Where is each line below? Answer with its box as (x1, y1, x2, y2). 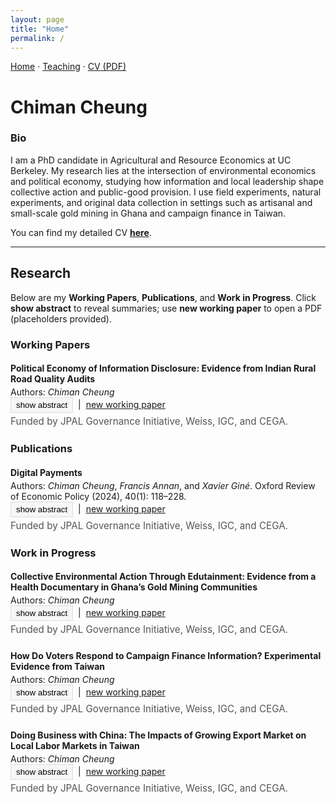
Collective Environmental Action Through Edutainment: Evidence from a (10, 571, 317, 583)
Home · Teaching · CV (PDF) (10, 61, 127, 73)
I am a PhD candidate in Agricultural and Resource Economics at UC (10, 154, 292, 166)
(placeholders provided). (10, 312, 112, 325)
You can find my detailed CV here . (10, 226, 152, 238)
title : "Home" (10, 24, 70, 34)
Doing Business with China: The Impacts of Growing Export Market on (10, 729, 307, 741)
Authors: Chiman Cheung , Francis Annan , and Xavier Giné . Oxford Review (10, 479, 316, 491)
